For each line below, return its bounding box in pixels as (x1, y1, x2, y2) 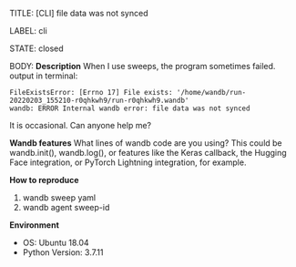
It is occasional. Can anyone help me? (9, 120, 152, 130)
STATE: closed (9, 43, 64, 54)
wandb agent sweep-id (22, 202, 110, 212)
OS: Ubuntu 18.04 (22, 237, 89, 248)
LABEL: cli (9, 26, 47, 36)
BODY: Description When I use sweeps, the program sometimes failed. (9, 61, 276, 71)
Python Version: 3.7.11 (22, 247, 104, 258)
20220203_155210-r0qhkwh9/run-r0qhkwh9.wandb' (9, 96, 189, 105)
